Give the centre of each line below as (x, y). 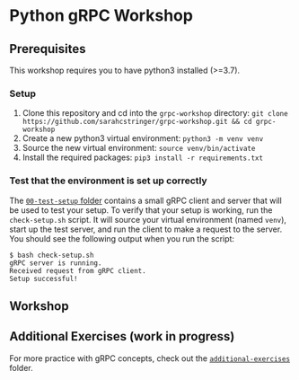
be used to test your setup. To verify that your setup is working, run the (141, 210)
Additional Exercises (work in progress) (122, 336)
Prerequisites (48, 49)
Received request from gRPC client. (78, 270)
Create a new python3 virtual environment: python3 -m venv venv (143, 138)
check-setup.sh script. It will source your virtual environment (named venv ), (148, 219)
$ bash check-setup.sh (52, 255)
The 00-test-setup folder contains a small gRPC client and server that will (146, 200)
